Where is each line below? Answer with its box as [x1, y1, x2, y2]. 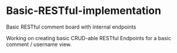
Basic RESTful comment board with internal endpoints [6, 23, 137, 30]
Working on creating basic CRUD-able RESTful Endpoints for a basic [6, 34, 172, 41]
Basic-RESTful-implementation [6, 4, 161, 17]
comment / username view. [6, 41, 72, 48]
